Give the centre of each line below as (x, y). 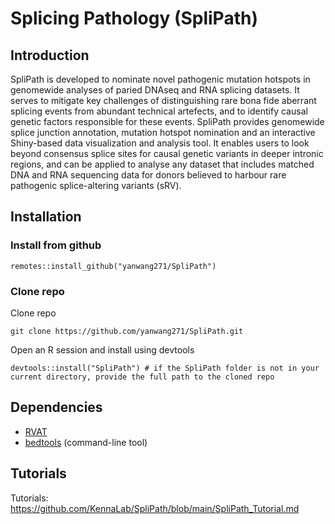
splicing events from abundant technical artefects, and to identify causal (159, 111)
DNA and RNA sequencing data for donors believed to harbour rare (148, 175)
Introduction (50, 55)
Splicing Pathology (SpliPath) (134, 18)
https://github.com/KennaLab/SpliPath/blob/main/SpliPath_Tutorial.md (155, 508)
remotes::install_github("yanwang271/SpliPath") (113, 266)
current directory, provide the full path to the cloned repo (142, 377)
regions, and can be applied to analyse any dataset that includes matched (162, 164)
